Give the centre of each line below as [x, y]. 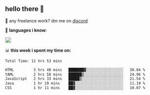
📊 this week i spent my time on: [38, 50]
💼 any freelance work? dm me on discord [46, 20]
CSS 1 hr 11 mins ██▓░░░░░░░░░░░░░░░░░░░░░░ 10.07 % [75, 88]
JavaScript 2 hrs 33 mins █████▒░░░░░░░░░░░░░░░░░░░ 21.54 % [75, 79]
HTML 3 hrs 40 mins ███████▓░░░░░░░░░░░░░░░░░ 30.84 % [75, 70]
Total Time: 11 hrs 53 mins [34, 61]
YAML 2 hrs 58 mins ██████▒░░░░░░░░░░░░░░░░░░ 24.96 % [75, 74]
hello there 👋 [25, 9]
